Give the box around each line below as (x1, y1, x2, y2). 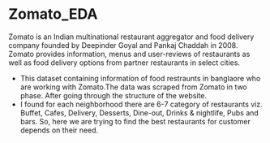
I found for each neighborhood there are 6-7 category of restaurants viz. (19, 99, 263, 109)
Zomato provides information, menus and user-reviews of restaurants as (8, 49, 251, 58)
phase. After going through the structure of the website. (19, 90, 208, 100)
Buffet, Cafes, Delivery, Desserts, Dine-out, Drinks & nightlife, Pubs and (19, 107, 259, 118)
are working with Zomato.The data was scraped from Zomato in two (19, 82, 247, 92)
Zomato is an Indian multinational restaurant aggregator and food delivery (8, 32, 255, 41)
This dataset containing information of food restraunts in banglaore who (19, 73, 261, 83)
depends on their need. (19, 125, 99, 135)
